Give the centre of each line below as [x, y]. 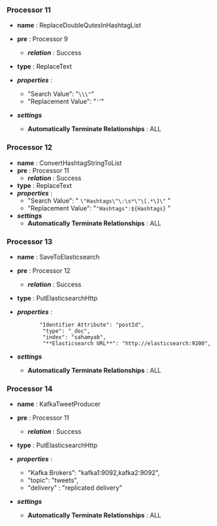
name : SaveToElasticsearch [58, 257]
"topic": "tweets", [53, 481]
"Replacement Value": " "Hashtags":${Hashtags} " [99, 208]
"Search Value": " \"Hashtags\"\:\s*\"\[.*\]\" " [99, 201]
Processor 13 [29, 241]
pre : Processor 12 [44, 270]
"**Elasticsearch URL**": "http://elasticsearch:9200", [127, 343]
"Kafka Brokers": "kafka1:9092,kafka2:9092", [94, 473]
